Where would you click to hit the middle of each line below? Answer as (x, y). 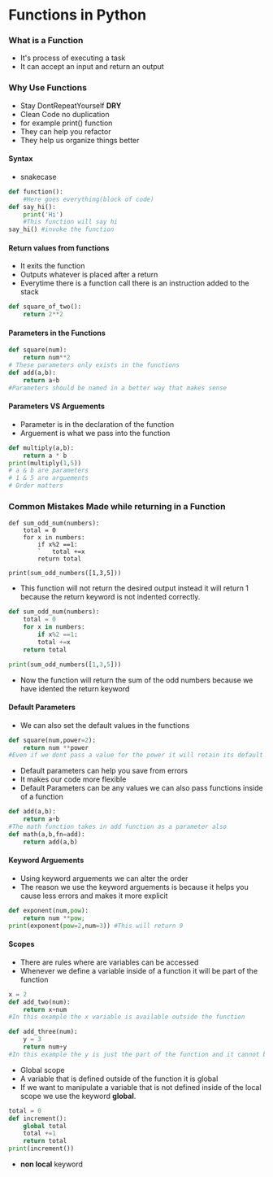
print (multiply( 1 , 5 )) (45, 463)
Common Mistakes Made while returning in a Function (117, 507)
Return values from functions (59, 248)
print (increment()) (41, 1149)
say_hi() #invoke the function (61, 229)
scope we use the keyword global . (78, 1096)
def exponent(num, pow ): (49, 910)
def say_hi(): (32, 207)
